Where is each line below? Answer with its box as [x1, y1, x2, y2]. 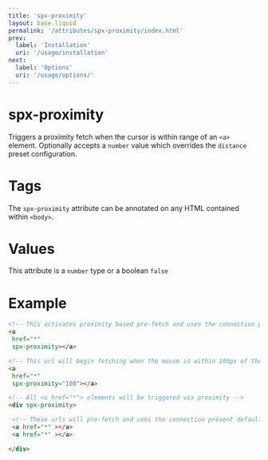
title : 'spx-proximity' [8, 11, 88, 20]
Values [8, 240, 55, 258]
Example [8, 294, 67, 312]
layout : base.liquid [8, 19, 77, 27]
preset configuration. [8, 149, 77, 158]
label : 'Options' [15, 64, 73, 72]
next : [8, 57, 26, 65]
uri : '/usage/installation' [15, 49, 109, 57]
